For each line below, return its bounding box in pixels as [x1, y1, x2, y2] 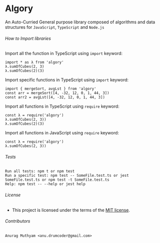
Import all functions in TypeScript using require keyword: [5, 103, 120, 110]
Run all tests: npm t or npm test [5, 169, 75, 174]
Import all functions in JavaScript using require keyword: [5, 130, 119, 136]
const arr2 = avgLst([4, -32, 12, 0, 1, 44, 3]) [5, 95, 105, 100]
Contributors [5, 218, 31, 224]
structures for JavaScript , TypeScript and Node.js [5, 24, 105, 30]
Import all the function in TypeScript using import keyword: [5, 51, 123, 56]
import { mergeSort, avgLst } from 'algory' [5, 86, 96, 92]
